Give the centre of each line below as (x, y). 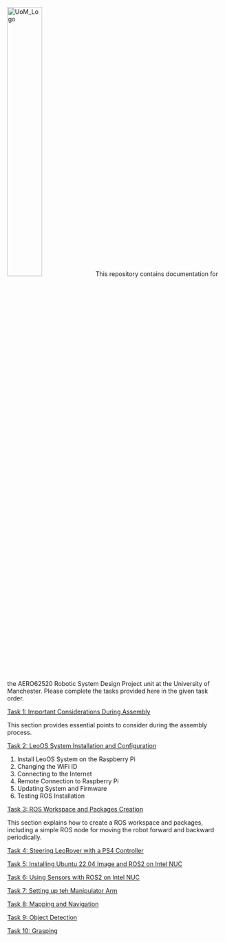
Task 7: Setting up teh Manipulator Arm (63, 891)
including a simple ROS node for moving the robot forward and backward (111, 830)
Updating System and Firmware (62, 788)
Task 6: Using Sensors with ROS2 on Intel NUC (73, 877)
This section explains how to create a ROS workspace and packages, (105, 823)
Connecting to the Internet (54, 774)
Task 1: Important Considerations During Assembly (79, 712)
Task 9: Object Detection (42, 918)
